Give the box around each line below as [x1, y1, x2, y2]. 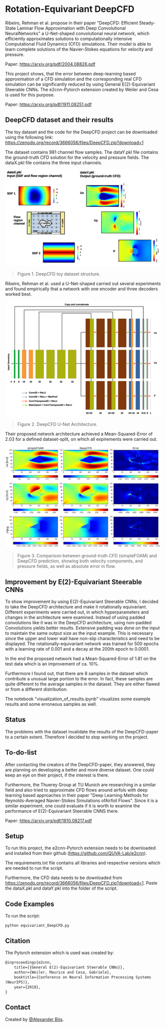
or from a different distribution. [5, 686, 68, 692]
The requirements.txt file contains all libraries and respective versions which [5, 860, 161, 866]
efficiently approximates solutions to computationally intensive [5, 36, 132, 42]
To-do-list [5, 748, 37, 757]
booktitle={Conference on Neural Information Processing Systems [14, 975, 152, 980]
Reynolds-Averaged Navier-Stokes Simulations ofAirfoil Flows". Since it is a [5, 797, 158, 803]
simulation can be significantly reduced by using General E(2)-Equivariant [5, 81, 156, 87]
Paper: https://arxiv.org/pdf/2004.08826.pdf [5, 61, 95, 67]
